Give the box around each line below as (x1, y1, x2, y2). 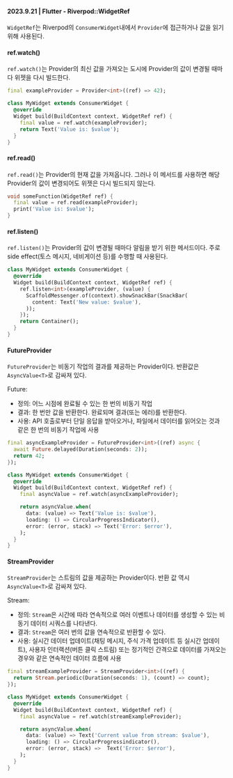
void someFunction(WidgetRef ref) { (7, 193, 113, 200)
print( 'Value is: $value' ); (13, 205, 95, 213)
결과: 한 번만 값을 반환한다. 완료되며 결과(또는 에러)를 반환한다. (17, 408, 187, 417)
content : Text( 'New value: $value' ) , (32, 298, 141, 306)
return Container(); (19, 318, 79, 325)
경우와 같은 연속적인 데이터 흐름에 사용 (17, 654, 122, 662)
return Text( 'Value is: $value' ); (19, 125, 120, 133)
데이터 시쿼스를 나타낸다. (30, 619, 98, 628)
